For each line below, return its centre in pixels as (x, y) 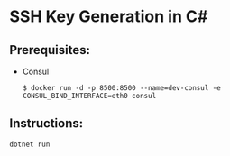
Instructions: (46, 124)
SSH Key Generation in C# (109, 17)
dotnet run (30, 144)
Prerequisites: (50, 50)
